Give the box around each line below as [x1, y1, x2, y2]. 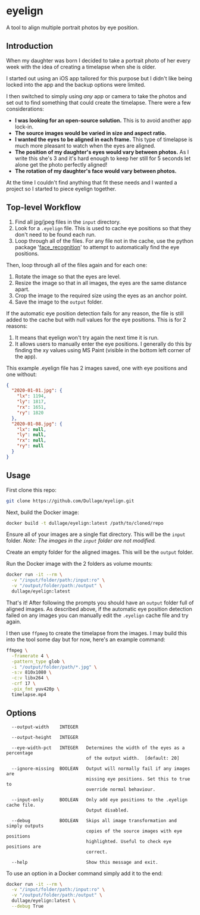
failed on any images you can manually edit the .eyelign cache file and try [6, 612, 189, 619]
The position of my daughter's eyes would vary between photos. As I [14, 148, 189, 155]
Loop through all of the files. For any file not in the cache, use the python [14, 237, 193, 245]
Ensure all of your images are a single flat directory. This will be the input [6, 531, 186, 538]
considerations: [6, 105, 45, 112]
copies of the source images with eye [86, 828, 183, 834]
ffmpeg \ [6, 647, 28, 653]
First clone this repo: [6, 486, 57, 493]
